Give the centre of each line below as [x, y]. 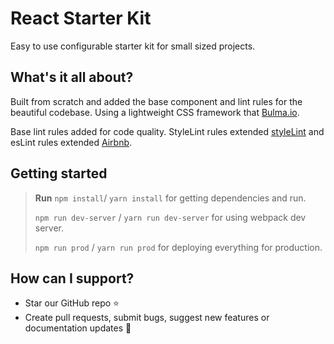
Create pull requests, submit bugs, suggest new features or [147, 318]
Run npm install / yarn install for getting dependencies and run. [170, 198]
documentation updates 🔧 [78, 328]
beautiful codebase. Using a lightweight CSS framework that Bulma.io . [155, 112]
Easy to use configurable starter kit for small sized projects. [133, 46]
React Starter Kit [81, 18]
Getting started [59, 173]
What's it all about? [72, 77]
